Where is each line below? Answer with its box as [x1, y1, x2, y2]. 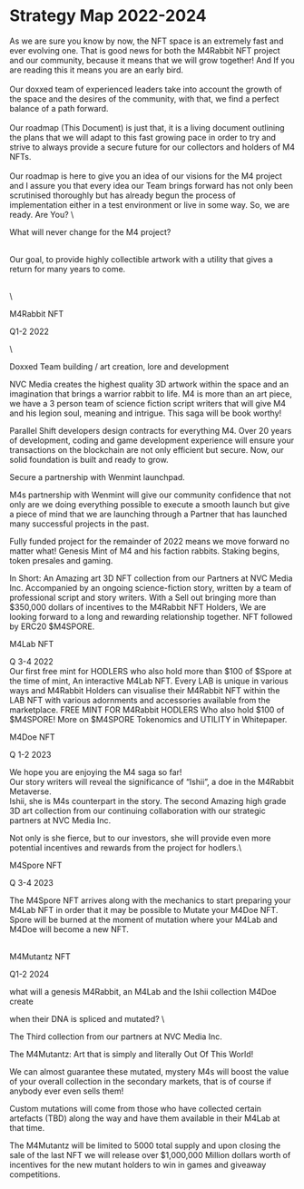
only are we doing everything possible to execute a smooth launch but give [9, 498, 290, 509]
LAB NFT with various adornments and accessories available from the [9, 694, 270, 705]
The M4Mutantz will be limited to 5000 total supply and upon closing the [9, 1140, 281, 1151]
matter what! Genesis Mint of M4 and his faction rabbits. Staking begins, [9, 545, 280, 556]
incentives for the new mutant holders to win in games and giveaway [9, 1159, 267, 1170]
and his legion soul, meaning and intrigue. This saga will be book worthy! [9, 408, 282, 418]
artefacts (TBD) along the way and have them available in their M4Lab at [9, 1113, 280, 1124]
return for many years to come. [9, 263, 126, 274]
